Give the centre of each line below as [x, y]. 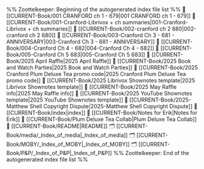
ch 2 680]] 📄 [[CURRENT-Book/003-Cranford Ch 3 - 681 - [102, 35]
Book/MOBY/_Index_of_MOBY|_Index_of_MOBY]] [68, 144]
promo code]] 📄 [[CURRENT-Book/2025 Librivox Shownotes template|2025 [101, 80]
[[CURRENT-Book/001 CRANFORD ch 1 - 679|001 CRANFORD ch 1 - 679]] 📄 [101, 16]
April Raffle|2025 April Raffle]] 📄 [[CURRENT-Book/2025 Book [113, 61]
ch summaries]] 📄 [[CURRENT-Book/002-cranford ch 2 [102, 29]
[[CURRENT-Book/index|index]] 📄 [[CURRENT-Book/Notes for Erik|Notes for [102, 113]
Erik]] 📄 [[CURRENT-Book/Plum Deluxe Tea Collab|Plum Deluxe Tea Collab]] [101, 119]
